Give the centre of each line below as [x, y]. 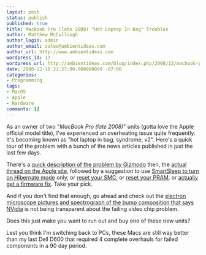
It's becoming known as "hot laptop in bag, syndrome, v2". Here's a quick [99, 139]
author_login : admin [33, 40]
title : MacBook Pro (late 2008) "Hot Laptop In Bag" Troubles [87, 29]
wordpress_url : [26, 63]
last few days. [24, 152]
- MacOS [16, 92]
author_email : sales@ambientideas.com [56, 47]
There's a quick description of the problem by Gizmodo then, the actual [97, 164]
